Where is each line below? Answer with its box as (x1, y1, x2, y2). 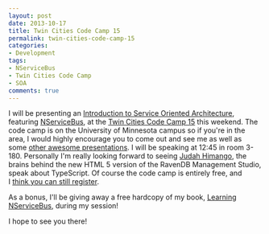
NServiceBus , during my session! (8, 201, 119, 211)
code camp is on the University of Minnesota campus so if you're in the (8, 125, 246, 135)
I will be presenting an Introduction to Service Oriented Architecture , (8, 109, 235, 118)
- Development (8, 49, 56, 57)
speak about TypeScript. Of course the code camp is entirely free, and (8, 168, 242, 178)
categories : (8, 42, 48, 50)
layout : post (8, 11, 52, 20)
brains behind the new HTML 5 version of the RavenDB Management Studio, (8, 160, 262, 170)
